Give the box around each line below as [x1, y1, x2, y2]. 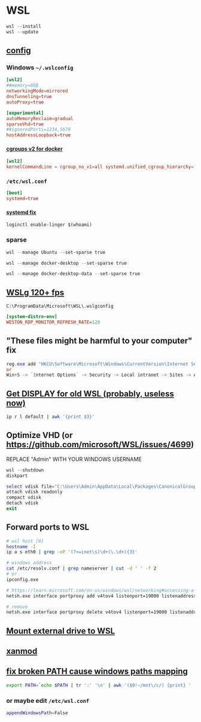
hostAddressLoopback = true [6, 132, 71, 138]
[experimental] [6, 110, 44, 116]
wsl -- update [6, 29, 39, 35]
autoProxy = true [6, 99, 44, 105]
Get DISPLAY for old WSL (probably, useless [6, 388, 175, 399]
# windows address [6, 560, 52, 566]
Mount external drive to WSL [6, 626, 115, 636]
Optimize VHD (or [6, 430, 73, 440]
